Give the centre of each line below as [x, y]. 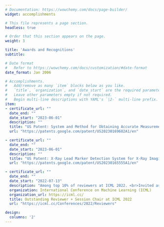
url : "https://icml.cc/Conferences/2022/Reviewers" [63, 204]
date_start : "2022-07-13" [36, 181]
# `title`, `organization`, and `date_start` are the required [73, 90]
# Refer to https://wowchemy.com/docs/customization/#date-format [76, 68]
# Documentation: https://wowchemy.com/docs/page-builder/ [66, 10]
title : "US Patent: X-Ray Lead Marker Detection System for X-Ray [78, 158]
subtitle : [15, 54]
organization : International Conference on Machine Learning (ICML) [81, 190]
